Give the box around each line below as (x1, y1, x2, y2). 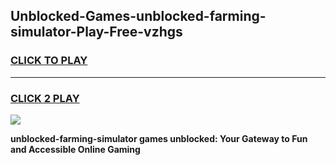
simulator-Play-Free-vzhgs (10, 24, 183, 41)
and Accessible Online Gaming (10, 143, 141, 155)
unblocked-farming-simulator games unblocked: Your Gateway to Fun (10, 132, 308, 144)
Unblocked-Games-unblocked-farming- (10, 8, 267, 25)
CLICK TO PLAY (10, 54, 88, 68)
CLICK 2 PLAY (10, 91, 80, 105)
